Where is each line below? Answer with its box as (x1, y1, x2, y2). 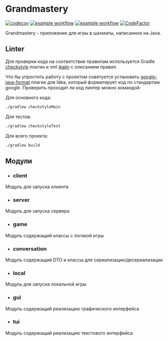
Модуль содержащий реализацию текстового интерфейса (5, 330, 133, 336)
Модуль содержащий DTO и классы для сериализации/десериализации (5, 257, 163, 263)
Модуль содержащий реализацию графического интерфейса (5, 305, 139, 312)
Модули (5, 156, 32, 165)
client (12, 172, 28, 179)
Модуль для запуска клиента (5, 184, 69, 190)
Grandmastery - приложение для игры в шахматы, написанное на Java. (5, 30, 161, 36)
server (12, 196, 30, 203)
